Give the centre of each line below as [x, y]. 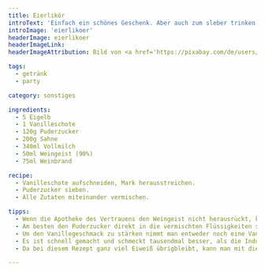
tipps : [19, 212]
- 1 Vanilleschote [46, 124]
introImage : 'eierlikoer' [50, 30]
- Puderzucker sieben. [52, 190]
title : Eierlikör [37, 15]
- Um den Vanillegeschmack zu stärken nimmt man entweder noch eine [130, 234]
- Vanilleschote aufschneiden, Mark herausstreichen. [105, 183]
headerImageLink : [37, 45]
